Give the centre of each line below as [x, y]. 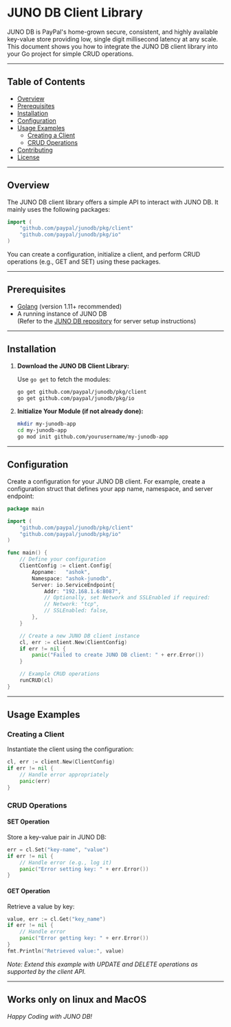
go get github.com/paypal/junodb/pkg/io [76, 398]
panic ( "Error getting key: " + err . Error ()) [84, 938]
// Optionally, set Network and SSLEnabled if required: [127, 598]
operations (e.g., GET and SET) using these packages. [84, 262]
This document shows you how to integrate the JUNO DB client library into [113, 46]
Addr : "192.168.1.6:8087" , [82, 591]
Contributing [35, 150]
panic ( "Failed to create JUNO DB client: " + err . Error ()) [118, 655]
